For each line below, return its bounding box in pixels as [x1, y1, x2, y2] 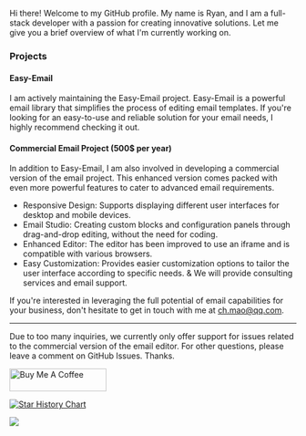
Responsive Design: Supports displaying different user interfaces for [22, 200, 280, 211]
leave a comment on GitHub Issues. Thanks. [9, 350, 175, 361]
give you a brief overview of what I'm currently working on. [9, 27, 231, 37]
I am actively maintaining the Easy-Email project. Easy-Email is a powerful [9, 93, 286, 104]
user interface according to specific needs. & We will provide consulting [22, 268, 293, 279]
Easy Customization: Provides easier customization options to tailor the [22, 258, 290, 269]
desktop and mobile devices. [22, 210, 132, 221]
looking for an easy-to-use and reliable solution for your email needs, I [9, 112, 273, 123]
